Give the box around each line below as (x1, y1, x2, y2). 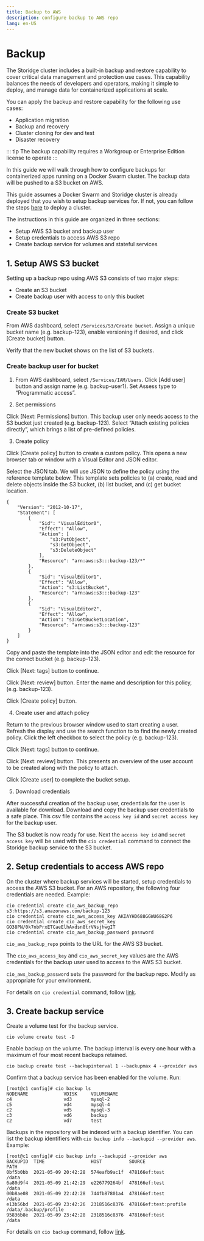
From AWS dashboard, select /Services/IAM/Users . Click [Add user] (15, 376, 186, 383)
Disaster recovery (15, 136, 60, 144)
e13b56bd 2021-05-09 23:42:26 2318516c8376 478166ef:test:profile (6, 1201, 187, 1207)
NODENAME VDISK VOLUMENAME (6, 1091, 119, 1097)
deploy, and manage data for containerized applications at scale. (6, 86, 169, 93)
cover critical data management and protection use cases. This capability (6, 73, 191, 81)
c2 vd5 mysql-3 (6, 1107, 111, 1113)
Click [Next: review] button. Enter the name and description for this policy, (6, 679, 192, 686)
